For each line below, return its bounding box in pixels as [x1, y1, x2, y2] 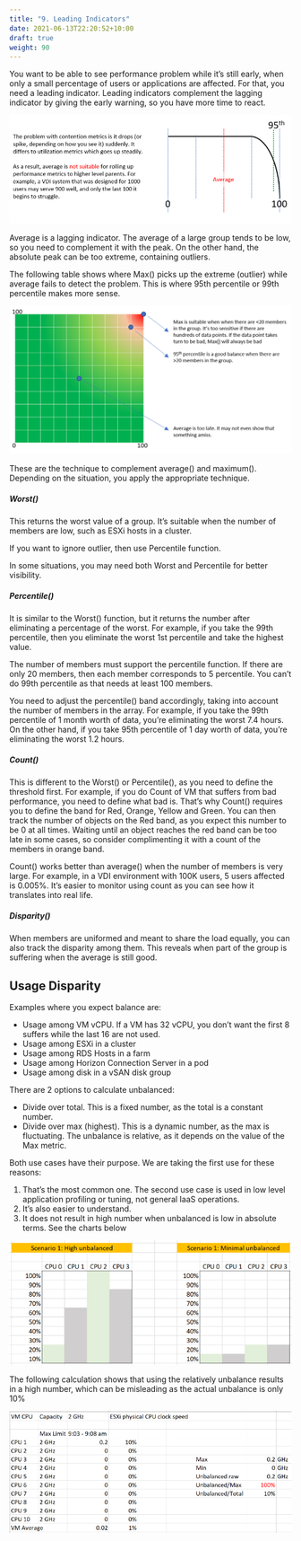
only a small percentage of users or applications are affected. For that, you [9, 78, 285, 89]
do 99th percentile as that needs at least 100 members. [9, 678, 213, 689]
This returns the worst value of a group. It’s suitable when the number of [9, 516, 276, 527]
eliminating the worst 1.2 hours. [9, 734, 125, 744]
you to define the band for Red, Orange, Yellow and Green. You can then [9, 806, 276, 816]
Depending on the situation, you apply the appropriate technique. [9, 472, 250, 484]
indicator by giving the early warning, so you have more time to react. [9, 97, 266, 108]
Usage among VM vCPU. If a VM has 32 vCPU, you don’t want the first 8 [21, 1019, 290, 1030]
